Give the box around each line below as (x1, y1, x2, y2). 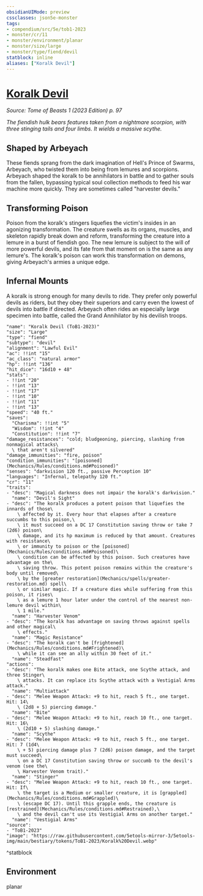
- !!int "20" (6, 377, 40, 383)
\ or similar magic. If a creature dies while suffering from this (17, 586, 193, 592)
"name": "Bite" (12, 709, 51, 715)
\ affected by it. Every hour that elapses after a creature (17, 511, 176, 518)
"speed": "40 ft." (6, 409, 53, 415)
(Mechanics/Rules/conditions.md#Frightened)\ (6, 645, 124, 651)
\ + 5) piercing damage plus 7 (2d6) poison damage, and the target (17, 747, 196, 753)
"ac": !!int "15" (6, 350, 51, 356)
